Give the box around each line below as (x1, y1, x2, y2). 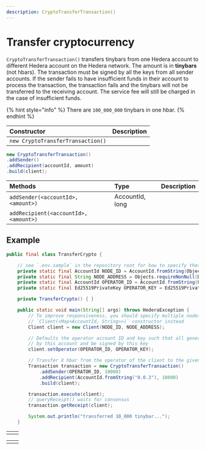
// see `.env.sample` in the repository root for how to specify (17, 262, 187, 268)
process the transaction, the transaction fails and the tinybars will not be (6, 81, 188, 88)
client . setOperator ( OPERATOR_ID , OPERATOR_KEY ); (28, 346, 154, 352)
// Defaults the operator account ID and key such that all (28, 335, 184, 341)
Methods (9, 182, 37, 191)
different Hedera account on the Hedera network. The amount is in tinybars (6, 62, 197, 69)
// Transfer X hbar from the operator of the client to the (28, 357, 184, 363)
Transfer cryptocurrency (6, 35, 135, 49)
